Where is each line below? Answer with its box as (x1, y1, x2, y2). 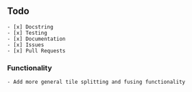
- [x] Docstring (7, 23, 53, 30)
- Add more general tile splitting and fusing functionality (7, 78, 186, 86)
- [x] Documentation (7, 35, 67, 42)
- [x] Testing (7, 29, 48, 36)
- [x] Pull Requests (7, 47, 67, 54)
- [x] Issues (7, 41, 45, 48)
